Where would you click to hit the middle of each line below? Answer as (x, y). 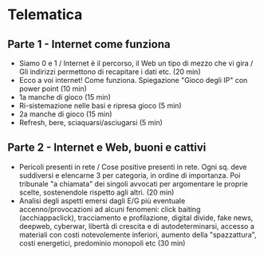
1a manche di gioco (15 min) (65, 97)
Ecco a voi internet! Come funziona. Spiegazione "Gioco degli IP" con (133, 80)
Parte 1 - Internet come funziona (89, 44)
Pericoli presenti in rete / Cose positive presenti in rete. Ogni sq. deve (133, 167)
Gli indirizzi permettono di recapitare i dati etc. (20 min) (110, 72)
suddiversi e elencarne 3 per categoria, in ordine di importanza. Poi (130, 175)
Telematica (45, 15)
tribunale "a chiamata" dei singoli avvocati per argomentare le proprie (134, 183)
